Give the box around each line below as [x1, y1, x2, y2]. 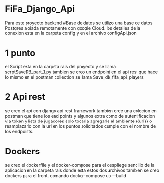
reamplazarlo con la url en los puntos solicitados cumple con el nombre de [5, 123, 156, 129]
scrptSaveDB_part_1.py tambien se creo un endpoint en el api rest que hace [5, 69, 158, 75]
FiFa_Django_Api [5, 3, 75, 15]
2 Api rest [5, 91, 46, 103]
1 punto [5, 48, 36, 59]
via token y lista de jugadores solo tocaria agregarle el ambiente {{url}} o [5, 118, 152, 124]
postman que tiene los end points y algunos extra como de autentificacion [5, 113, 155, 119]
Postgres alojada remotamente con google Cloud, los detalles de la [5, 25, 141, 30]
